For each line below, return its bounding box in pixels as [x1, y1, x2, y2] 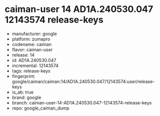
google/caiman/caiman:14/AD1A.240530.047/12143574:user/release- [12, 78, 155, 84]
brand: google [12, 94, 41, 100]
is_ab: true [12, 89, 34, 95]
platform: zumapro [12, 36, 51, 42]
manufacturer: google [12, 30, 57, 36]
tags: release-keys [12, 67, 51, 73]
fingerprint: [12, 73, 36, 79]
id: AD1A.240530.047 [12, 57, 56, 63]
